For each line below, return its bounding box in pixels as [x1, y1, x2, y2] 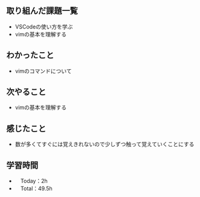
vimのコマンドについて [15, 67, 72, 75]
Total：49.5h [20, 185, 53, 192]
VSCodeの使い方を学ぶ [15, 23, 73, 30]
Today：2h [20, 178, 48, 185]
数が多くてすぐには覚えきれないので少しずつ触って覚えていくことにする [15, 141, 195, 148]
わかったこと [6, 50, 54, 61]
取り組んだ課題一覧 [6, 5, 78, 16]
